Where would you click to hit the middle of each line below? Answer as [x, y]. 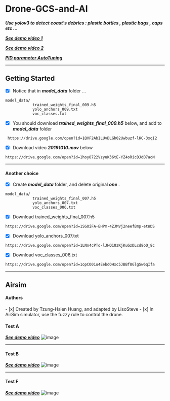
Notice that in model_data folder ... [49, 91]
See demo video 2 [25, 48]
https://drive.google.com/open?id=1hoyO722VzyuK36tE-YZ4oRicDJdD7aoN [80, 157]
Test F [12, 381]
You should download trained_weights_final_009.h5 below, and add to [87, 123]
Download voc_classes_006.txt [45, 255]
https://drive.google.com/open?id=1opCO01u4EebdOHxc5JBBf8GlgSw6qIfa [80, 264]
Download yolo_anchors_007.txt [46, 236]
